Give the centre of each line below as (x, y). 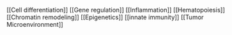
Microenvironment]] (35, 24)
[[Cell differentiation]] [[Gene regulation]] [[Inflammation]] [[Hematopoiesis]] (116, 10)
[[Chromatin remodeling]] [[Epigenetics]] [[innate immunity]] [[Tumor (105, 17)
